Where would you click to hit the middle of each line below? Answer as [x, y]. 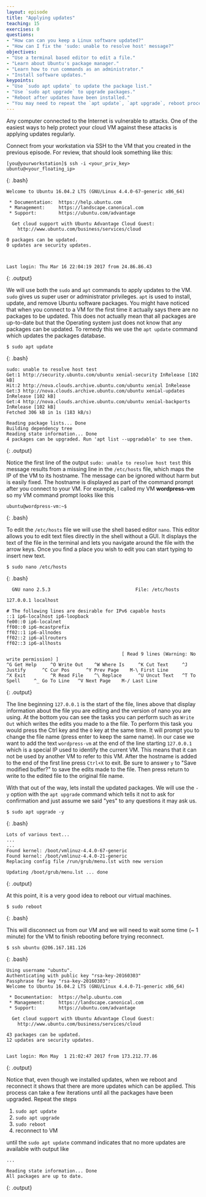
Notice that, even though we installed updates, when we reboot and [92, 1079]
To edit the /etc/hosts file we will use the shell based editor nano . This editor [103, 529]
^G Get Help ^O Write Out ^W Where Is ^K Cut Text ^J [97, 664]
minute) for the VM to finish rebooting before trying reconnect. [85, 936]
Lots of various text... [38, 834]
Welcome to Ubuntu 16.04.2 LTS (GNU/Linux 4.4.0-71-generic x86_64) [96, 986]
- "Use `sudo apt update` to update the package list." [79, 87]
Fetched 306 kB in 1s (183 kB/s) [49, 412]
